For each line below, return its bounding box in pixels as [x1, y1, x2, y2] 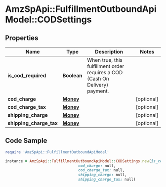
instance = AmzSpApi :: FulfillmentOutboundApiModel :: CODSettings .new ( [5, 158, 152, 164]
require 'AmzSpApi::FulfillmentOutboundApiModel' [5, 149, 110, 154]
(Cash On [87, 75, 110, 82]
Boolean [62, 72, 83, 79]
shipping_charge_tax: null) [78, 177, 136, 182]
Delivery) [87, 82, 109, 88]
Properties [5, 34, 39, 42]
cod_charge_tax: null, [78, 168, 125, 173]
